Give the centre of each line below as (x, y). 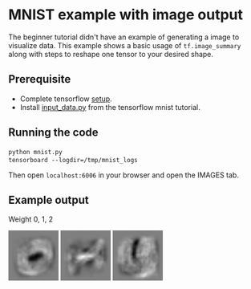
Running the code (53, 133)
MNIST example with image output (125, 15)
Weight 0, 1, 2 (31, 219)
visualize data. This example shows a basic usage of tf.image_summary (125, 45)
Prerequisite (40, 79)
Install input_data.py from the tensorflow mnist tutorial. (110, 107)
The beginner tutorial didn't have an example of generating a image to (124, 37)
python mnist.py (35, 152)
